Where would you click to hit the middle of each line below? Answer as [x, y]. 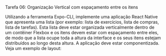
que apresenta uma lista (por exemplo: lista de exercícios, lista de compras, [82, 22]
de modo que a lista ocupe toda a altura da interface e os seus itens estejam [83, 38]
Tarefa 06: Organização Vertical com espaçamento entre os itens [72, 7]
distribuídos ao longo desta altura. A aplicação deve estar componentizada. [82, 43]
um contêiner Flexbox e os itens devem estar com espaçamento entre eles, [82, 32]
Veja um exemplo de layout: [33, 48]
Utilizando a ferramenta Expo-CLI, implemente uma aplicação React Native [82, 17]
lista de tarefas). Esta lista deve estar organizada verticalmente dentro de [80, 27]
